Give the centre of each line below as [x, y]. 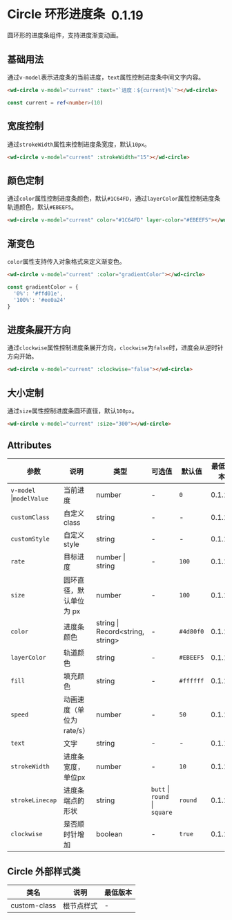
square [162, 812]
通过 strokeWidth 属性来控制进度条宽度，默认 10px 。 [79, 144]
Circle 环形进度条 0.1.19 [75, 15]
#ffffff [192, 680]
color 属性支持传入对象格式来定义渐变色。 [66, 262]
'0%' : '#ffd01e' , [38, 294]
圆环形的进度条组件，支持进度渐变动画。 [65, 35]
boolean [109, 833]
